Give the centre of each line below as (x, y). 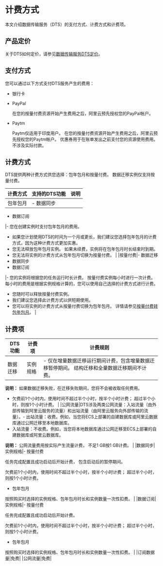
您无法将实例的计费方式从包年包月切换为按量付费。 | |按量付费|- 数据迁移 (85, 255)
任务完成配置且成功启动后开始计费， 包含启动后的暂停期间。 (65, 462)
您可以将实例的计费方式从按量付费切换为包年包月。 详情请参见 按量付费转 (85, 306)
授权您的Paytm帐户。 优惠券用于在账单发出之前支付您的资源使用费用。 (87, 139)
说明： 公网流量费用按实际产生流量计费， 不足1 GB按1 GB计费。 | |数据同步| (80, 445)
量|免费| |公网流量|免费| (28, 558)
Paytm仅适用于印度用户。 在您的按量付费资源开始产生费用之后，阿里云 (83, 133)
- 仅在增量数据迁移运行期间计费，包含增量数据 (97, 361)
